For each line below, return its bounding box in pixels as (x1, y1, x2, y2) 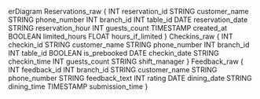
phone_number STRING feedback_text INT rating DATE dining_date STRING (8, 74, 253, 82)
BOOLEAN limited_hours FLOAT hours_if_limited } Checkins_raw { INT (8, 31, 233, 41)
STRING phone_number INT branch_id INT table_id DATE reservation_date (8, 15, 248, 24)
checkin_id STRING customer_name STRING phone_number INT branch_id (8, 40, 250, 49)
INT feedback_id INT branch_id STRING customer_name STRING (8, 65, 218, 74)
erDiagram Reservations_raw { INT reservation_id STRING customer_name (8, 7, 249, 16)
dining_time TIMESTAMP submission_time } (8, 82, 148, 91)
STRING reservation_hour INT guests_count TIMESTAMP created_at (8, 24, 228, 32)
